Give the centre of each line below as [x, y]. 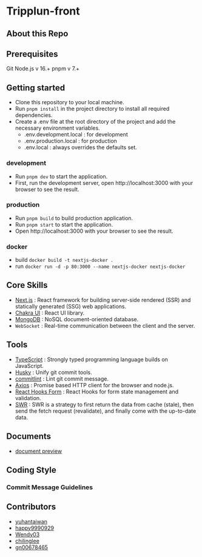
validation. [28, 398]
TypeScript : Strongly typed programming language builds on [92, 359]
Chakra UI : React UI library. [50, 313]
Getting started [36, 88]
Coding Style [31, 470]
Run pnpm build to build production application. [74, 218]
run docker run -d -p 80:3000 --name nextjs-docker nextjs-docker [100, 266]
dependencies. [34, 115]
